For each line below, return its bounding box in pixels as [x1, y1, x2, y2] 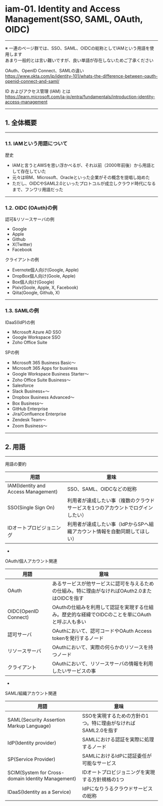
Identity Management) [26, 775, 77, 782]
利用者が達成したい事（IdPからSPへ [67, 521, 149, 527]
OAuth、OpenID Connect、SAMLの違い [5, 67, 84, 73]
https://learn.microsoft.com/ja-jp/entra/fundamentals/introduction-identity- [5, 94, 155, 99]
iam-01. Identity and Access [5, 3, 120, 15]
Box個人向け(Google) [12, 279, 55, 285]
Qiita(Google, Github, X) [12, 290, 60, 296]
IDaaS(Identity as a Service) [7, 789, 71, 795]
